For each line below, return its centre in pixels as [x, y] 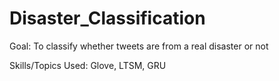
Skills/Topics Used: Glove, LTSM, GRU [88, 65]
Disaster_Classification [107, 18]
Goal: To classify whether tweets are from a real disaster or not [139, 46]
